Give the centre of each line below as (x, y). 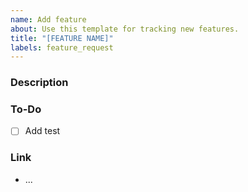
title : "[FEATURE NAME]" (62, 38)
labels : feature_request (62, 47)
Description (39, 83)
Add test (42, 131)
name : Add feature (48, 19)
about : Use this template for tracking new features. (125, 29)
